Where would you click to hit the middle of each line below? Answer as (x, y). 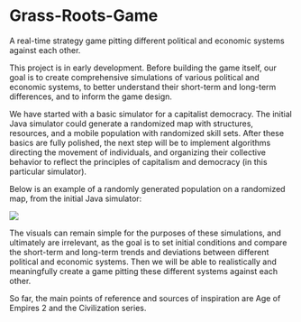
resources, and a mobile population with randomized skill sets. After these (147, 133)
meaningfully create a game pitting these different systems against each (143, 271)
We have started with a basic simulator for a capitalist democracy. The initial (151, 114)
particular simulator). (48, 171)
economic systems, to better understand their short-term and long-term (143, 87)
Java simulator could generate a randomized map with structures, (132, 124)
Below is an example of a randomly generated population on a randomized (147, 189)
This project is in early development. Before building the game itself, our (143, 68)
